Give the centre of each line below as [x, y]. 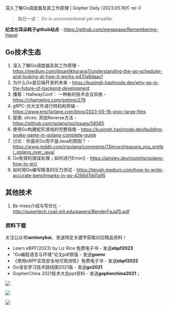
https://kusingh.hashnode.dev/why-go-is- [115, 82]
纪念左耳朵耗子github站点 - [34, 29]
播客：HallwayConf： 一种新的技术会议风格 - [59, 94]
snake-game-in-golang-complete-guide [54, 135]
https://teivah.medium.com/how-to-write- [120, 169]
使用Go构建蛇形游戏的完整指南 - [46, 129]
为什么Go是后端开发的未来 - [42, 82]
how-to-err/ [25, 163]
